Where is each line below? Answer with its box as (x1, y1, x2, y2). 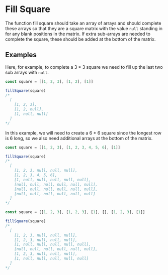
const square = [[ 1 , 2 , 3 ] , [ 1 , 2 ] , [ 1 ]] (5, 79, 94, 84)
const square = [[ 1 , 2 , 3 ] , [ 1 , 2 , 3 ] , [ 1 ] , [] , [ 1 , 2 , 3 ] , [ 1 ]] (5, 210, 145, 215)
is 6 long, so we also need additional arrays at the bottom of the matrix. (5, 135, 153, 141)
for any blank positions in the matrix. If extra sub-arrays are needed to (5, 31, 151, 37)
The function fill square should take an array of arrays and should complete (5, 20, 161, 26)
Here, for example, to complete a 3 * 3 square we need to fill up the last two (5, 64, 163, 70)
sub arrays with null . (5, 69, 49, 75)
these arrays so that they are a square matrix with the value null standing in (5, 25, 162, 31)
